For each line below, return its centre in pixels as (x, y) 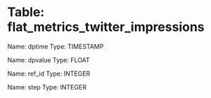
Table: (26, 12)
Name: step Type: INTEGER (47, 87)
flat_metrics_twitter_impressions (106, 27)
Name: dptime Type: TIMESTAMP (56, 46)
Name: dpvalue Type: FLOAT (49, 59)
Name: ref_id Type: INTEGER (49, 73)
